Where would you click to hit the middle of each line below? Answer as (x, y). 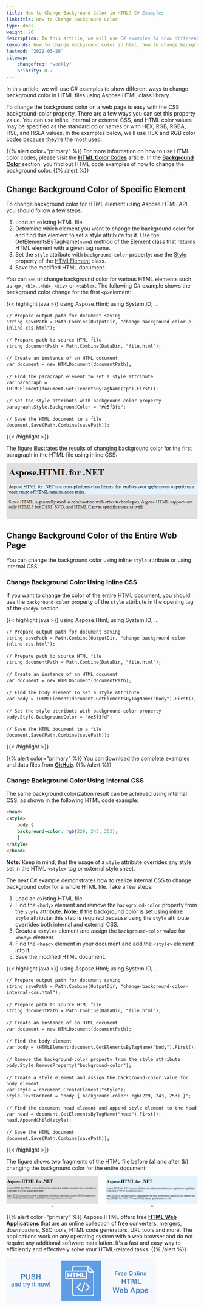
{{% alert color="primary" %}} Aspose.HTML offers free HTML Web (92, 1217)
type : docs (20, 26)
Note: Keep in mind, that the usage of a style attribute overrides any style (99, 862)
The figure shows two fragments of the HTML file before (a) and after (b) (97, 1162)
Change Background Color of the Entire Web (92, 536)
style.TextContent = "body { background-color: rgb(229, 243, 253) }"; (99, 1096)
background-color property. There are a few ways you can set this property (101, 113)
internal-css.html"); (34, 993)
